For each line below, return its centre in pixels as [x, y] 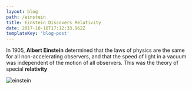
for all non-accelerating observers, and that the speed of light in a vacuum [96, 57]
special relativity [27, 69]
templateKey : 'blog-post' [38, 34]
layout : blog [22, 11]
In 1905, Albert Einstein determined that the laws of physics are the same [95, 50]
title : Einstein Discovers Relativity [54, 22]
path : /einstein [26, 17]
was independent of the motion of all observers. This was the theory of [92, 63]
